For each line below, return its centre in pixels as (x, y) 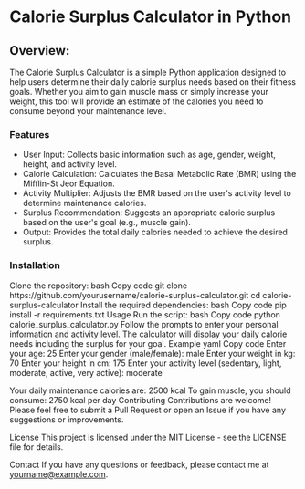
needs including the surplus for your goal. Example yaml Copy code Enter (148, 343)
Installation (35, 265)
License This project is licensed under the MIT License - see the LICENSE (148, 437)
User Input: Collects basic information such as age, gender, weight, (149, 155)
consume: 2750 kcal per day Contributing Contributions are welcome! (141, 400)
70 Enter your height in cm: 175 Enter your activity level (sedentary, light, (146, 363)
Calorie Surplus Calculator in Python (151, 17)
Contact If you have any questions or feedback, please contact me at (139, 464)
